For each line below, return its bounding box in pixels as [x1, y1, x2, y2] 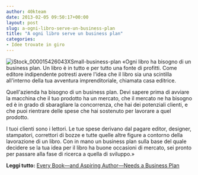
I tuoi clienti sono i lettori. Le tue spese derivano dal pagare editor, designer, [6, 125, 191, 132]
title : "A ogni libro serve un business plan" [6, 31, 123, 37]
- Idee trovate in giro [6, 42, 65, 48]
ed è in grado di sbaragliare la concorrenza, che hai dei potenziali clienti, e [6, 101, 188, 108]
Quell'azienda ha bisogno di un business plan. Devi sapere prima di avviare [6, 88, 190, 96]
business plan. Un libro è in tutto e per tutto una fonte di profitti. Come [6, 64, 177, 71]
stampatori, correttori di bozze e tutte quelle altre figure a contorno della [6, 131, 183, 138]
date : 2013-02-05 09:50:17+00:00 [6, 14, 89, 20]
